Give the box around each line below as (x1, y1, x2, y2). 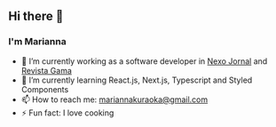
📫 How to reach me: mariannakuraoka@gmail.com (20, 94, 209, 105)
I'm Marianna (8, 36, 67, 48)
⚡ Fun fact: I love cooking (20, 107, 114, 118)
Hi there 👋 (8, 9, 64, 24)
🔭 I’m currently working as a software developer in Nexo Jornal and (20, 55, 268, 67)
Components (20, 83, 69, 94)
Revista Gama (20, 65, 73, 75)
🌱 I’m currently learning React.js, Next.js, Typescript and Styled (20, 75, 253, 85)
